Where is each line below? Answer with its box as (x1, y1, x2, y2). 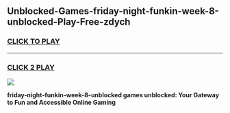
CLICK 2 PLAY (7, 62, 55, 72)
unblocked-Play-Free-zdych (7, 16, 131, 28)
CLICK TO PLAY (7, 37, 60, 47)
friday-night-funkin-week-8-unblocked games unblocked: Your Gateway (7, 90, 220, 99)
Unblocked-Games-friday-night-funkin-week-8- (7, 5, 219, 17)
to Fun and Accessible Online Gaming (7, 98, 116, 106)
